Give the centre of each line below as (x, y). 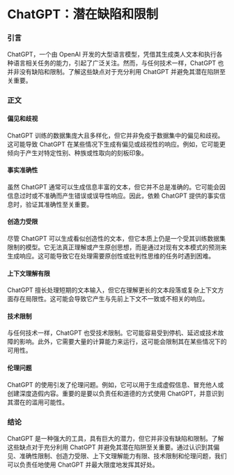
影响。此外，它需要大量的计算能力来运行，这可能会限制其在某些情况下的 (123, 342)
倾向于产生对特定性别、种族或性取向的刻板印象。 (77, 153)
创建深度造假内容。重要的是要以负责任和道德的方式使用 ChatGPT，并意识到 (116, 393)
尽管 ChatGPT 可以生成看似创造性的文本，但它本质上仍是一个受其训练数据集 (117, 239)
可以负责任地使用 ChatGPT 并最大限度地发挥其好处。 (83, 465)
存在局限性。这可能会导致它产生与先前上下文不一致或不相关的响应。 (111, 299)
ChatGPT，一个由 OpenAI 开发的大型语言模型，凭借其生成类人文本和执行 (112, 54)
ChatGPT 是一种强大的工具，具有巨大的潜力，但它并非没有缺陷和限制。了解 (116, 438)
